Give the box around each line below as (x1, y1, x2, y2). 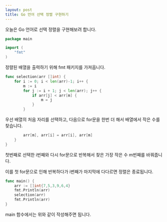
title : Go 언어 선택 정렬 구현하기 (5, 12, 69, 17)
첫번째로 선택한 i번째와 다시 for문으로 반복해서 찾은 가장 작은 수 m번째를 (5, 151, 145, 157)
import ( (5, 45, 23, 50)
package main (5, 36, 32, 41)
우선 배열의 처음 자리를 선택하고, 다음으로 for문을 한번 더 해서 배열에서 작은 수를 (5, 116, 160, 122)
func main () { (5, 178, 35, 183)
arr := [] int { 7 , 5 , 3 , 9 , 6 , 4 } (14, 183, 70, 188)
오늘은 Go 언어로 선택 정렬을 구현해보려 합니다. (5, 26, 96, 32)
